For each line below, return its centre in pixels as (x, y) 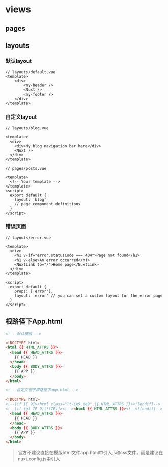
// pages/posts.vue (26, 168)
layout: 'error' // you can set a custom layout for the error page (89, 296)
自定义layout (21, 117)
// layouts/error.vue (28, 238)
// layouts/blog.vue (27, 128)
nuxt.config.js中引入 (39, 459)
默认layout (19, 61)
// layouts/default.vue (31, 72)
